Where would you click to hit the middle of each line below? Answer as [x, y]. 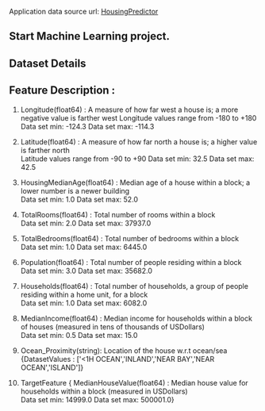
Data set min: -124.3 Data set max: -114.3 [87, 126]
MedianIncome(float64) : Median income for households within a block [136, 318]
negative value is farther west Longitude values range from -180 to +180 [138, 117]
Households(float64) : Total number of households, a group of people [134, 286]
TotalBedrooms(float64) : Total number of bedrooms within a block [130, 238]
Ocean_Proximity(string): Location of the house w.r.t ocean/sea [124, 350]
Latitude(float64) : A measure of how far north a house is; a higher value [139, 141]
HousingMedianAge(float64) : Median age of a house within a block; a [135, 182]
